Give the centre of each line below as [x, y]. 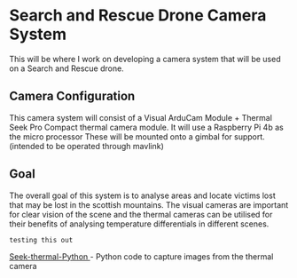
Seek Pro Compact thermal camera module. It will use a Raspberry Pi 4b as [146, 127]
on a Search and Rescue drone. [66, 68]
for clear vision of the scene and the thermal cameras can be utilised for [141, 214]
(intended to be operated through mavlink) [86, 146]
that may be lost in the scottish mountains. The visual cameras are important [149, 204]
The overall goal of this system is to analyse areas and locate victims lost [143, 195]
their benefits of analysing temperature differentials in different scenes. [139, 224]
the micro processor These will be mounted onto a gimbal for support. [137, 136]
